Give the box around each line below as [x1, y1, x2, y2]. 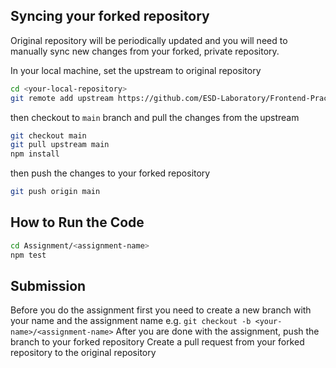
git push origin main [10, 187, 101, 197]
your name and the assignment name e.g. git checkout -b [10, 315, 252, 327]
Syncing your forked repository [10, 8, 210, 25]
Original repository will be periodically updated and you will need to [10, 34, 288, 46]
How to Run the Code [10, 214, 145, 231]
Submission [10, 278, 87, 295]
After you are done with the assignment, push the [115, 325, 320, 338]
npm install [10, 149, 60, 159]
